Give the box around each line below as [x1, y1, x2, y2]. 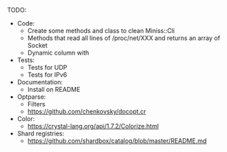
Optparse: [17, 93, 46, 101]
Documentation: [17, 78, 63, 86]
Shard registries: [17, 129, 64, 137]
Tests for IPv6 [27, 70, 68, 79]
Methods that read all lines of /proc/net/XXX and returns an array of [27, 34, 221, 42]
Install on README [27, 86, 81, 93]
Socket [27, 41, 48, 49]
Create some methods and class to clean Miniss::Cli [27, 27, 175, 35]
